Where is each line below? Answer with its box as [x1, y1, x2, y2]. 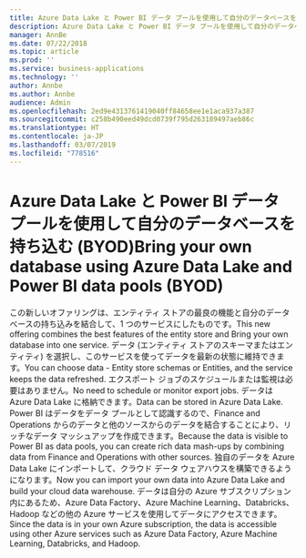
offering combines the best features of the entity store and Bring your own [9, 329, 289, 340]
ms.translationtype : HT [9, 124, 100, 133]
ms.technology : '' [9, 73, 79, 82]
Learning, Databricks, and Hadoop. [9, 538, 141, 549]
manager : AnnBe [9, 30, 67, 39]
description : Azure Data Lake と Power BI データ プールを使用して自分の [9, 22, 275, 31]
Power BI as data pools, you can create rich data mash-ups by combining [9, 441, 285, 451]
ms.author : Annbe [9, 89, 76, 98]
